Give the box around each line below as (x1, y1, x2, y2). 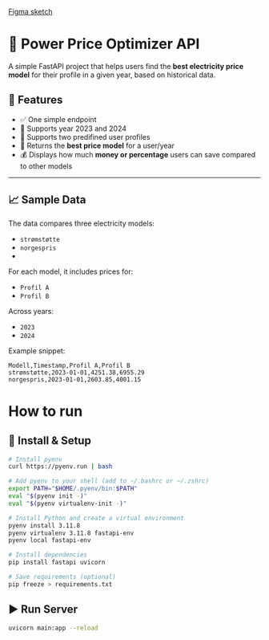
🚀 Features (8, 93, 63, 107)
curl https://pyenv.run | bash (8, 463, 113, 471)
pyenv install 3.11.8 (8, 521, 81, 529)
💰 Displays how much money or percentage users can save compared (19, 149, 256, 159)
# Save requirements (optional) (8, 573, 116, 581)
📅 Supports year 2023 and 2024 (19, 124, 126, 133)
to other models (19, 161, 73, 171)
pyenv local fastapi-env (8, 536, 91, 544)
